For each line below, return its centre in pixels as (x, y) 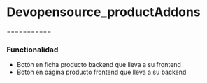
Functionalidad (33, 50)
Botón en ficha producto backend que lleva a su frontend (99, 65)
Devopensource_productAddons (103, 12)
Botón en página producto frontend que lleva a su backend (101, 72)
